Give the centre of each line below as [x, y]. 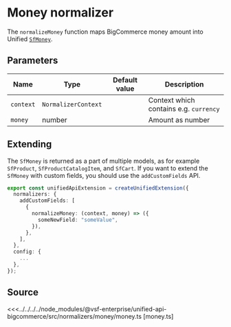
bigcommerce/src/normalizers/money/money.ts [75, 316]
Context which [172, 100]
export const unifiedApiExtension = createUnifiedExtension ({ [98, 188]
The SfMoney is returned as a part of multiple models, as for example [103, 161]
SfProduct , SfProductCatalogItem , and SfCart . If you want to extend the [108, 168]
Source [23, 292]
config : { [27, 252]
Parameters [33, 61]
